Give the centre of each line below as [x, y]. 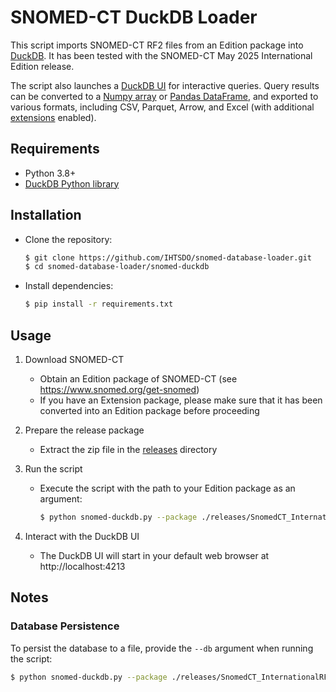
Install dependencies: [69, 286]
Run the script [53, 469]
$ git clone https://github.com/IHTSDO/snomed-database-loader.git [168, 257]
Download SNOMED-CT [74, 359]
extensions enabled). [53, 117]
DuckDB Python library [72, 183]
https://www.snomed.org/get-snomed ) [119, 389]
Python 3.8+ [50, 173]
